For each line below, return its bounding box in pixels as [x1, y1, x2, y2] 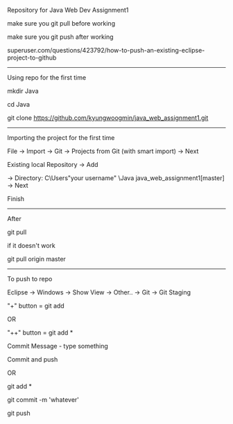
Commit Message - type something [7, 342, 109, 350]
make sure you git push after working [7, 33, 114, 41]
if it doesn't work [7, 242, 55, 249]
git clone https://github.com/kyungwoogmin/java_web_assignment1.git [7, 114, 209, 122]
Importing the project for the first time [7, 134, 115, 141]
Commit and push [7, 355, 58, 363]
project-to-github [7, 53, 57, 62]
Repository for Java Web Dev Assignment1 [7, 6, 129, 14]
